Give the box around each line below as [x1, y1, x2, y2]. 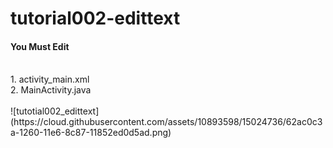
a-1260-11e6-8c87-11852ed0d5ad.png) [10, 127, 172, 139]
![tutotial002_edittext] [10, 105, 100, 117]
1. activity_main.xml [10, 73, 90, 86]
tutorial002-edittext [10, 7, 181, 30]
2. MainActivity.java [10, 84, 92, 96]
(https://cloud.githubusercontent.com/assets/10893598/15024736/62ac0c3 [10, 116, 323, 128]
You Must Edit [10, 40, 70, 52]
